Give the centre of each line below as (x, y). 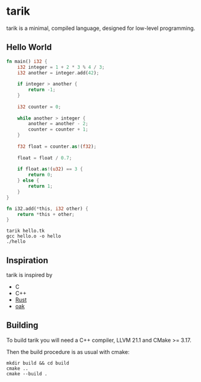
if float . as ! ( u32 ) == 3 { (50, 169)
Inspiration (27, 260)
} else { (28, 181)
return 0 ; (41, 175)
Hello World (29, 47)
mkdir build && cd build (38, 363)
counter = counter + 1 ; (58, 129)
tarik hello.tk (26, 231)
